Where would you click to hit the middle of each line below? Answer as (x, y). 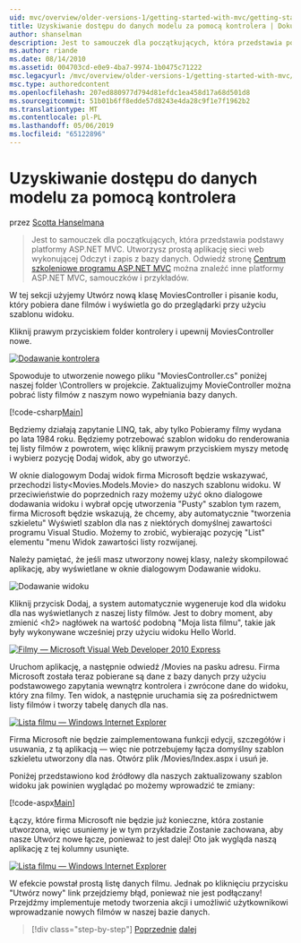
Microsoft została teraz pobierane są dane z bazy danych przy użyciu (138, 676)
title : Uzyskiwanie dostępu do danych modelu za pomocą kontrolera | (142, 26)
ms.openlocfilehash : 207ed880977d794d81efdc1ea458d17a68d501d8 (130, 92)
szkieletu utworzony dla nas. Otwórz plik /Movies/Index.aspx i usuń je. (139, 759)
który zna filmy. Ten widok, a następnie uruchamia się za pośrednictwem (143, 695)
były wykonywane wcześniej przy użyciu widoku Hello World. (123, 631)
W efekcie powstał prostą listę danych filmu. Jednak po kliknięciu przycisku (149, 883)
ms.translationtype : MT (54, 109)
